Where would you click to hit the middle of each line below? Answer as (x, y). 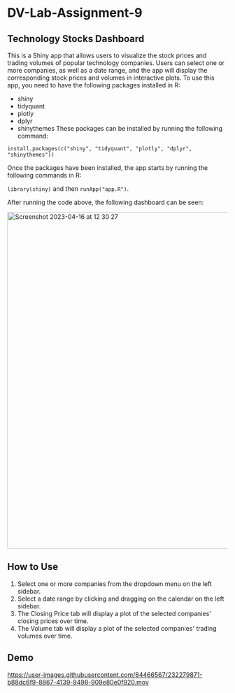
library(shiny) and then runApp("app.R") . (68, 189)
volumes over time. (45, 636)
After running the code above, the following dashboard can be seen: (106, 202)
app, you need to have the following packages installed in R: (94, 85)
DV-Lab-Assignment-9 (75, 13)
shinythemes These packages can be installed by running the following (120, 128)
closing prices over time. (53, 621)
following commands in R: (44, 175)
